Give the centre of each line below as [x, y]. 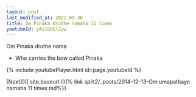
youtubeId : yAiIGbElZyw [37, 29]
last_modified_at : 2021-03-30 [45, 18]
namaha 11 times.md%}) [37, 88]
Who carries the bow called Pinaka [59, 58]
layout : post [23, 12]
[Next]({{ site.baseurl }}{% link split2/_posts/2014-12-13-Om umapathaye [98, 82]
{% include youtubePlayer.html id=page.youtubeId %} [74, 70]
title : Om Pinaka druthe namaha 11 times [60, 23]
